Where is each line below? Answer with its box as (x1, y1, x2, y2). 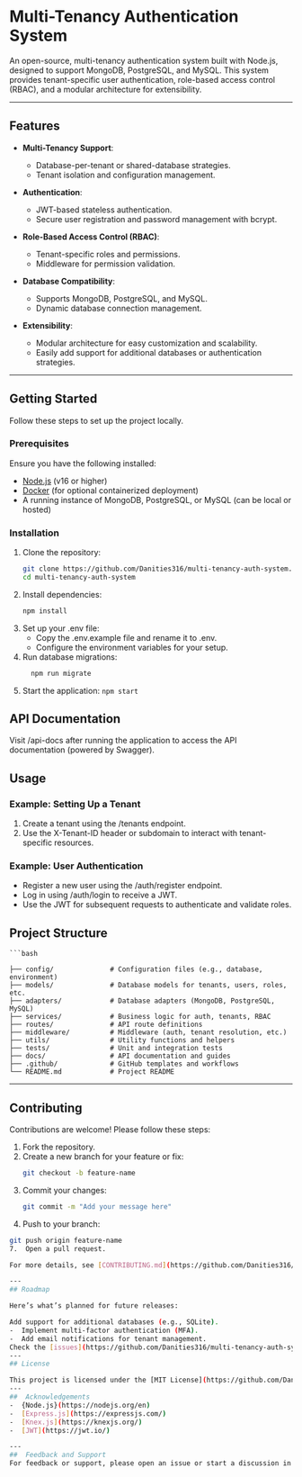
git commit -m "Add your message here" (22, 1202, 173, 1211)
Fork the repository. (22, 1141, 96, 1153)
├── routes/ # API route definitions (9, 1020, 203, 1030)
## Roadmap (9, 1285, 50, 1294)
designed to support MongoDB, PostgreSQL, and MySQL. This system (9, 65, 270, 76)
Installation (9, 527, 60, 539)
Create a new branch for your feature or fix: (22, 1151, 184, 1162)
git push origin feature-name (9, 1236, 123, 1245)
